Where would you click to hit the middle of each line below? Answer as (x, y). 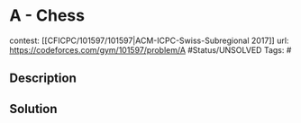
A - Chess (47, 16)
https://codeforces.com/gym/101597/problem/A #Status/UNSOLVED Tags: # (150, 49)
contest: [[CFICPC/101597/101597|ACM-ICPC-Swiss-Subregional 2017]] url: (149, 40)
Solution (33, 109)
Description (43, 79)
